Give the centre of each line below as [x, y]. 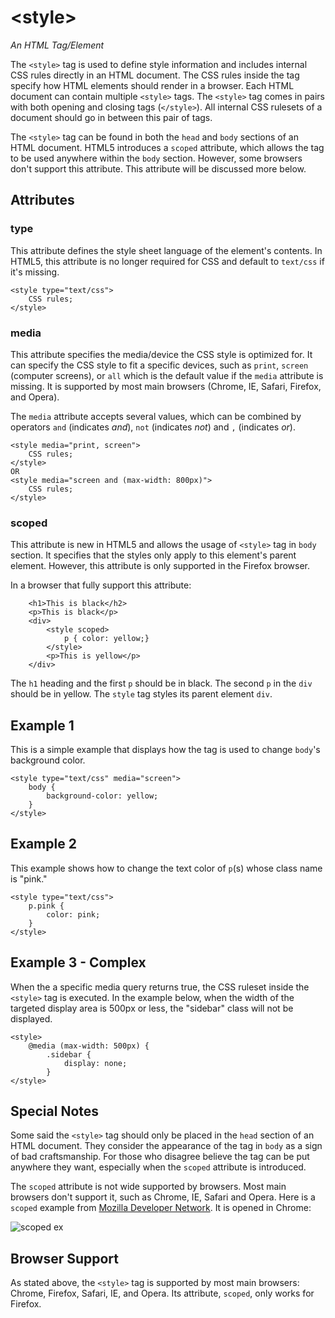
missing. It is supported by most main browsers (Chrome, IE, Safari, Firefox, [166, 386]
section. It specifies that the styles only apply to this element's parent [153, 555]
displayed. [31, 1018]
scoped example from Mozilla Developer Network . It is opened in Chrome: [161, 1208]
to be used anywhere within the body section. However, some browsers [156, 158]
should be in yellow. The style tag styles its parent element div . [141, 694]
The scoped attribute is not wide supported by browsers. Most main [148, 1187]
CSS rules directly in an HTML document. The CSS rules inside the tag [155, 75]
